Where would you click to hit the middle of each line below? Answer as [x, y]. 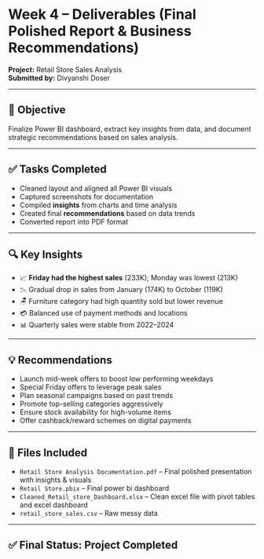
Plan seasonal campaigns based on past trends [96, 396]
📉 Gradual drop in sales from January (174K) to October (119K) [121, 290]
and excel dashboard [53, 505]
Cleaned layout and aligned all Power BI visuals [96, 188]
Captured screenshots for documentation [86, 196]
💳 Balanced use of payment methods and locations [103, 313]
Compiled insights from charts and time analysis [98, 205]
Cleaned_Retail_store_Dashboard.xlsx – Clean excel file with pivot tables [137, 497]
